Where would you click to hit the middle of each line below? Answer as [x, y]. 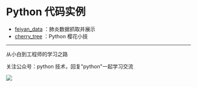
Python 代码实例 [46, 12]
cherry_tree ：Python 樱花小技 [51, 36]
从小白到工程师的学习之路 [37, 54]
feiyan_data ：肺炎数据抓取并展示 [55, 29]
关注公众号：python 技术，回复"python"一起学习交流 [70, 66]
